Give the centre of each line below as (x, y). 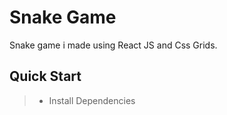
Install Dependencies (92, 100)
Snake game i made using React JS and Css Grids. (113, 45)
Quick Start (45, 76)
